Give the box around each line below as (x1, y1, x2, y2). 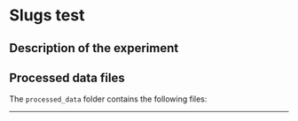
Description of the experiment (9, 41, 179, 56)
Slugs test (9, 5, 85, 26)
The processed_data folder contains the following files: (9, 94, 208, 104)
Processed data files (9, 70, 126, 85)
